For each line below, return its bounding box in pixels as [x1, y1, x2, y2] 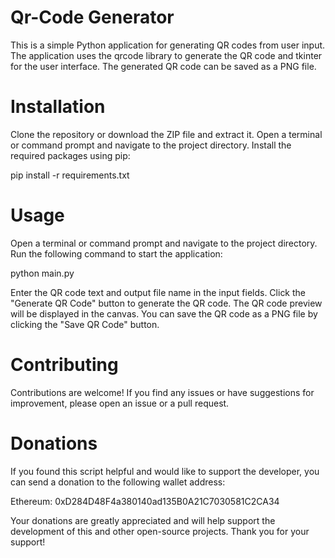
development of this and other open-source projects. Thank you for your [10, 525, 310, 537]
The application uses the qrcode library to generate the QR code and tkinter [10, 49, 323, 61]
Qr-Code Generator [10, 6, 175, 29]
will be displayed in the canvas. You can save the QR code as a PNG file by [10, 307, 318, 320]
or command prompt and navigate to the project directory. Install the [10, 139, 292, 151]
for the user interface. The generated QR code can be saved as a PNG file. [10, 60, 317, 72]
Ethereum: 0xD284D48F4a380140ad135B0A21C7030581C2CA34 [10, 495, 280, 507]
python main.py [10, 267, 75, 279]
